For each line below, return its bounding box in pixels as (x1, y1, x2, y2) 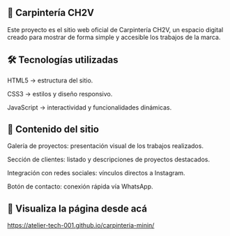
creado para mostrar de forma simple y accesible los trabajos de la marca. (7, 33, 221, 41)
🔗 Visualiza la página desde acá (7, 202, 148, 214)
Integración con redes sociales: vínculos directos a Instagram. (7, 169, 186, 177)
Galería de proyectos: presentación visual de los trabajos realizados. (7, 142, 204, 150)
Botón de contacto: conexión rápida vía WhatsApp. (7, 182, 153, 191)
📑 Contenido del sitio (7, 124, 100, 135)
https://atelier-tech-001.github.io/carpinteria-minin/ (7, 221, 155, 230)
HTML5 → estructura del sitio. (7, 76, 93, 84)
